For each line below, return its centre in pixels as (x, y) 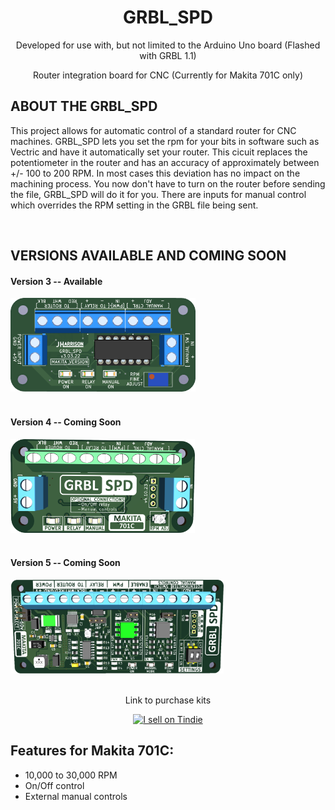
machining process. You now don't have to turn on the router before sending (168, 183)
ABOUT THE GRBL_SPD (84, 106)
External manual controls (76, 796)
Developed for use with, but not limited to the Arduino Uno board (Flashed (168, 45)
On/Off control (54, 785)
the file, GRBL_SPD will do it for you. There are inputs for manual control (158, 194)
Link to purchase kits (168, 700)
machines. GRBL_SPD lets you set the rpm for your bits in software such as (165, 141)
